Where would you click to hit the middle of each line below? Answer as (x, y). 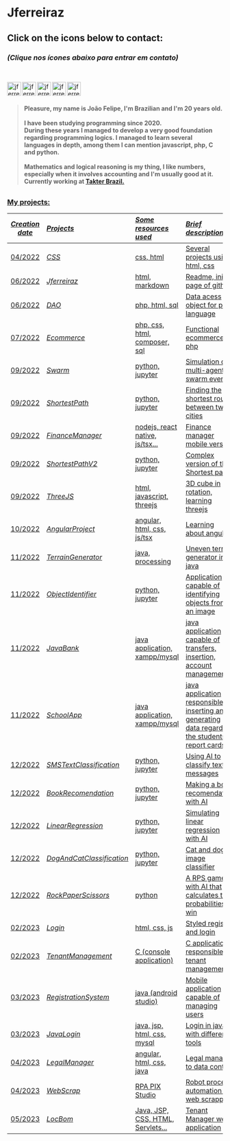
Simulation (203, 362)
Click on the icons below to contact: (85, 38)
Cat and (198, 850)
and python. (41, 152)
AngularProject (71, 529)
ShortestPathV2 (72, 464)
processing (153, 562)
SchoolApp (64, 715)
